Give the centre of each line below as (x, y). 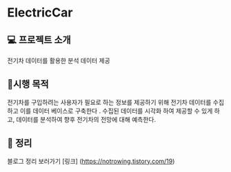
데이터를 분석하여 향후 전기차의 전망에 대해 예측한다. (86, 119)
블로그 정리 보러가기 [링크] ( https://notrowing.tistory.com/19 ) (91, 161)
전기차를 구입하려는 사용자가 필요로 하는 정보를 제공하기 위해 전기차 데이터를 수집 (116, 102)
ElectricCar (40, 13)
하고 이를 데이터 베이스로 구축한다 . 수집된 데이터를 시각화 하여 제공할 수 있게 (110, 111)
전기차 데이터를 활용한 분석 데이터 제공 (59, 61)
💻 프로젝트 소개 (39, 40)
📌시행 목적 (28, 84)
